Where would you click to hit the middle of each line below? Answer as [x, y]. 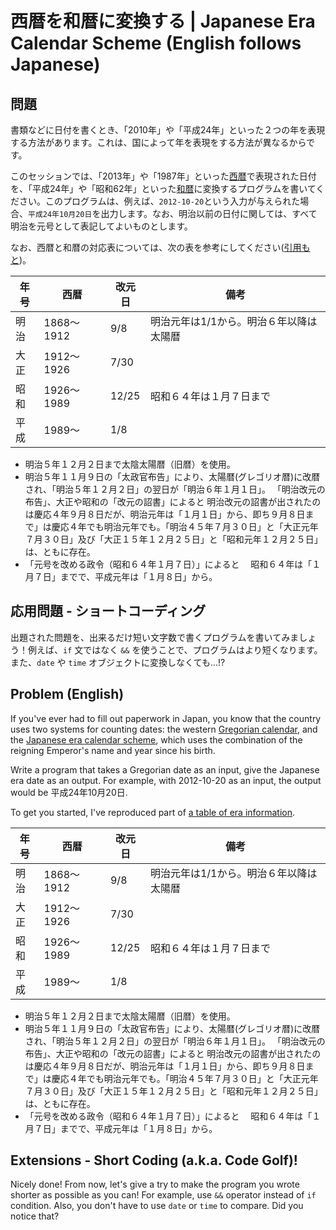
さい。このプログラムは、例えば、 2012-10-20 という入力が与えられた [159, 201]
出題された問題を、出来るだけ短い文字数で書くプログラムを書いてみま [155, 637]
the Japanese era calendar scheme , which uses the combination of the [156, 739]
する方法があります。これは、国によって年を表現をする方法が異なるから [158, 142]
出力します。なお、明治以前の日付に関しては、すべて [209, 213]
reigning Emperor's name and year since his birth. [113, 750]
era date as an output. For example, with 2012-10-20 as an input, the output [166, 780]
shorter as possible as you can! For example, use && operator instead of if [163, 1195]
